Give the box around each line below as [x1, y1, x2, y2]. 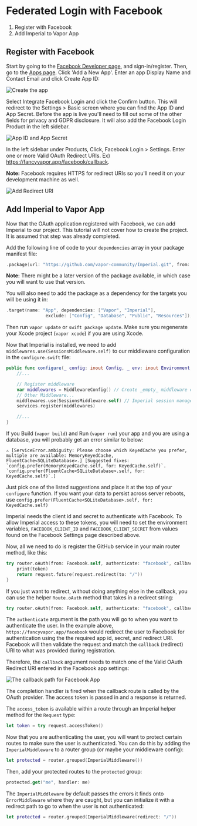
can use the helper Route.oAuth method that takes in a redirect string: [6, 593, 174, 601]
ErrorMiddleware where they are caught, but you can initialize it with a [6, 797, 175, 804]
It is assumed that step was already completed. [6, 233, 120, 240]
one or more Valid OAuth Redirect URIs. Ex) [6, 152, 110, 159]
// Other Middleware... [16, 392, 75, 398]
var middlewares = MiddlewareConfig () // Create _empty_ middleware [16, 387, 188, 393]
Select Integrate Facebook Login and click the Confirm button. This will [6, 98, 178, 105]
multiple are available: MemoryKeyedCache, [6, 453, 114, 459]
